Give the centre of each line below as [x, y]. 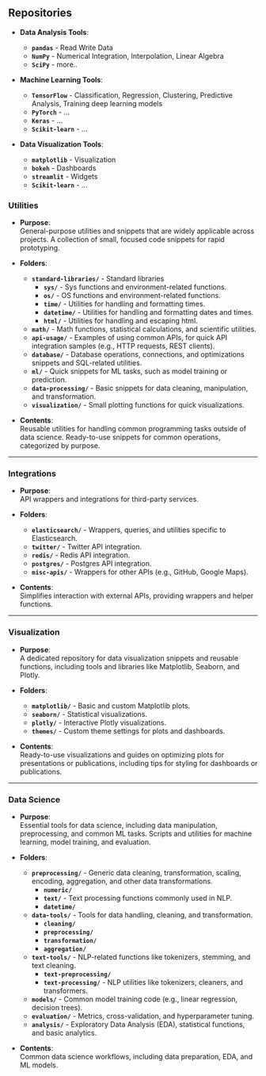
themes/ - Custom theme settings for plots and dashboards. [128, 731]
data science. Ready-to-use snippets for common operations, [120, 437]
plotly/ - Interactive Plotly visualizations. [99, 722]
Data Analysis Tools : [54, 32]
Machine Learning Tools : [61, 79]
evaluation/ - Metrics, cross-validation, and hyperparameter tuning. [143, 1016]
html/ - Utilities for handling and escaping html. [120, 321]
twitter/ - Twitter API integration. [87, 547]
